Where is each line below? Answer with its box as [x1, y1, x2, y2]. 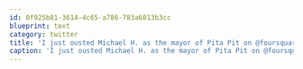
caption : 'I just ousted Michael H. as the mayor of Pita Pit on [9, 47, 260, 56]
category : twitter [9, 30, 78, 39]
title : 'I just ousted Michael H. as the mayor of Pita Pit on [9, 38, 252, 47]
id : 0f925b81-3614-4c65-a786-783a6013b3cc [9, 13, 171, 22]
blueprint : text [9, 22, 70, 30]
